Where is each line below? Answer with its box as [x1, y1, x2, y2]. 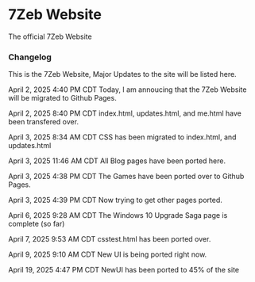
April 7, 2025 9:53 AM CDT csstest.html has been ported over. [8, 234, 211, 244]
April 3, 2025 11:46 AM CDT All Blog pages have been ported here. [8, 156, 226, 166]
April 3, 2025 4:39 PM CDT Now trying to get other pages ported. [8, 196, 222, 205]
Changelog [8, 51, 52, 63]
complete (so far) [8, 219, 65, 229]
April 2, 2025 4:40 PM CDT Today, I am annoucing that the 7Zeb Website [8, 85, 247, 94]
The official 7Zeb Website [8, 32, 93, 41]
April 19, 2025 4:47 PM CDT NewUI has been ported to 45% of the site [8, 265, 240, 275]
